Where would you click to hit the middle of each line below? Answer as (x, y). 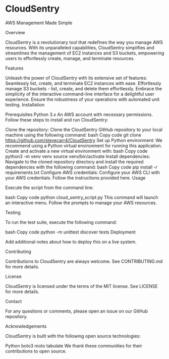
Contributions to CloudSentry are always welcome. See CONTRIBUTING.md (84, 261)
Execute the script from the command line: (49, 188)
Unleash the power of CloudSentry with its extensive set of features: (76, 78)
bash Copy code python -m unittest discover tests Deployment (71, 232)
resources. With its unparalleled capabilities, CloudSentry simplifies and (80, 47)
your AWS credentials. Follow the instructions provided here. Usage (75, 177)
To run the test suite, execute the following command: (61, 222)
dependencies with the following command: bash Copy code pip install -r (81, 167)
